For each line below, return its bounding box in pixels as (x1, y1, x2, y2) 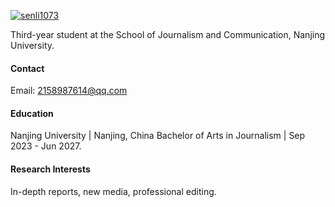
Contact (10, 62, 45, 74)
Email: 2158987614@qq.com (10, 85, 128, 97)
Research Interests (10, 163, 91, 175)
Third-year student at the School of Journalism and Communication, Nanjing (10, 29, 326, 40)
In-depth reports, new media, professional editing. (10, 185, 217, 197)
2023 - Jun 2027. (10, 140, 82, 152)
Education (10, 107, 54, 119)
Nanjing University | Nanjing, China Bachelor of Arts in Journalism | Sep (10, 130, 306, 142)
